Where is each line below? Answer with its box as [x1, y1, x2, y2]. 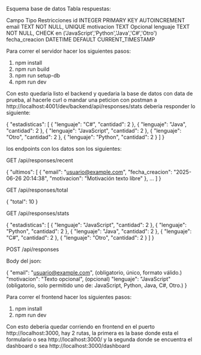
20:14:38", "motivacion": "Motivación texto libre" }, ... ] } [23, 175, 161, 182]
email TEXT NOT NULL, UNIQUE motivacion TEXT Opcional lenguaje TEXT [6, 23, 190, 30]
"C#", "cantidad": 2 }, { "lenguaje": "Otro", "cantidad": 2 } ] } [6, 234, 155, 241]
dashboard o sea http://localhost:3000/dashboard [6, 342, 130, 349]
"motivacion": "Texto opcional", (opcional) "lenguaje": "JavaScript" [6, 276, 171, 282]
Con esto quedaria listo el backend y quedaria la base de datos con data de [6, 90, 193, 97]
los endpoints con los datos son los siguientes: [6, 145, 122, 152]
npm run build [14, 65, 50, 73]
